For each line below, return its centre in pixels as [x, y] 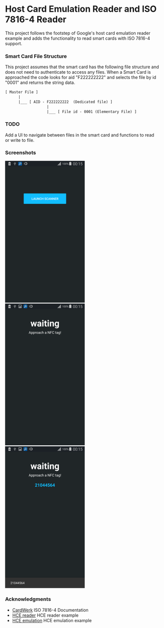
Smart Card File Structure [36, 56]
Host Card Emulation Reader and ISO [81, 9]
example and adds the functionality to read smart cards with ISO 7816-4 [78, 38]
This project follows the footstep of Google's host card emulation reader [78, 33]
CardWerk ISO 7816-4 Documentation [50, 610]
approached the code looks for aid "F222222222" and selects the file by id [81, 78]
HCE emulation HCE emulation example [52, 620]
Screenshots [21, 153]
